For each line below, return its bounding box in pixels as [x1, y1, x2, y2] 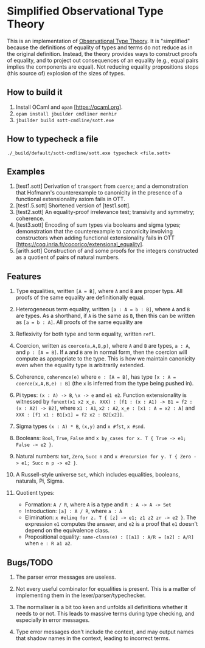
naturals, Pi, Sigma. [15, 477, 64, 484]
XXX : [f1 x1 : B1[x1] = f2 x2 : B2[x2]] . [15, 411, 124, 418]
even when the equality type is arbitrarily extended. [15, 362, 145, 369]
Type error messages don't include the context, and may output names [15, 628, 194, 635]
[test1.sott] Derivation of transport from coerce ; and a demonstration [15, 182, 189, 190]
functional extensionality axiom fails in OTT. [15, 196, 125, 203]
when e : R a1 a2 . [24, 540, 72, 547]
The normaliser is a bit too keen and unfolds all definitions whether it [15, 604, 188, 610]
